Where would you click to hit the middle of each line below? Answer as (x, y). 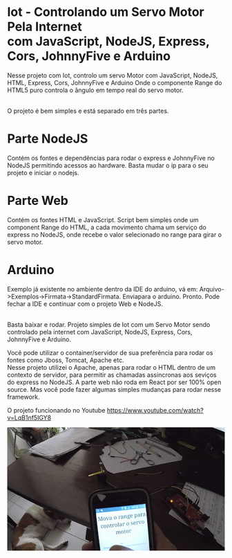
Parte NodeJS (48, 139)
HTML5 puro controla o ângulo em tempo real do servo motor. (95, 90)
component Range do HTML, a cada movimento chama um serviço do (107, 227)
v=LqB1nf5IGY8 (29, 417)
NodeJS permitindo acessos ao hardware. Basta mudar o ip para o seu (108, 165)
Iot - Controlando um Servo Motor (106, 12)
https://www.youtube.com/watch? (155, 410)
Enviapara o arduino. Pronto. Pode (171, 296)
